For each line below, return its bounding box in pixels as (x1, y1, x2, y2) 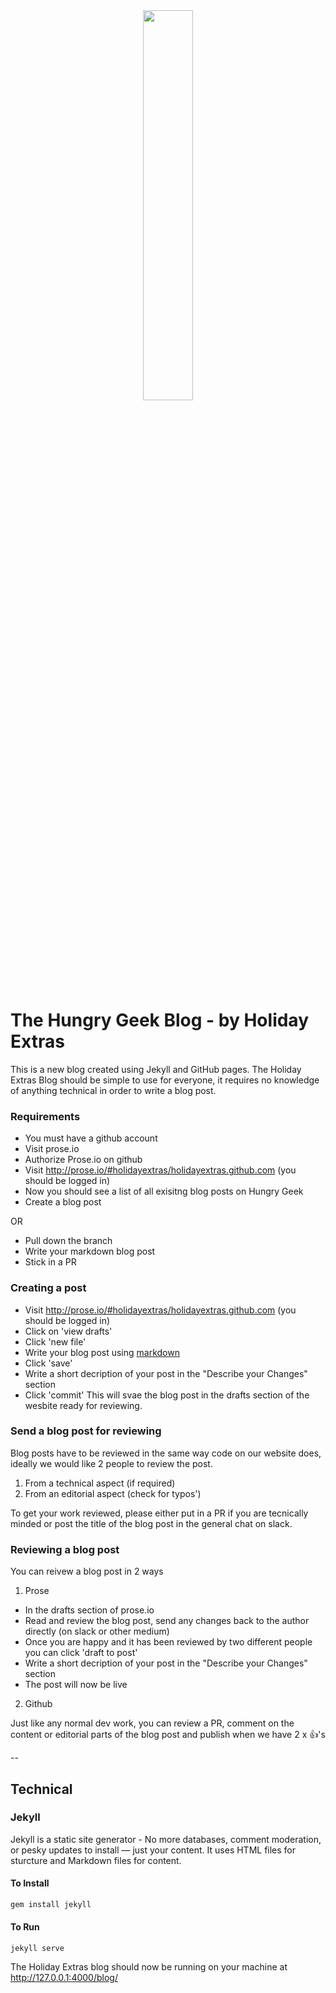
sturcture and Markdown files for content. (10, 1854, 182, 1866)
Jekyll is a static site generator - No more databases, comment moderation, (10, 1833, 322, 1845)
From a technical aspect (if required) (24, 1477, 176, 1489)
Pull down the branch (24, 1235, 113, 1247)
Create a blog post (24, 1196, 102, 1208)
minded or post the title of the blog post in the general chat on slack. (10, 1517, 293, 1529)
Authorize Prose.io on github (24, 1154, 143, 1166)
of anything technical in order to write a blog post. (10, 1084, 217, 1096)
